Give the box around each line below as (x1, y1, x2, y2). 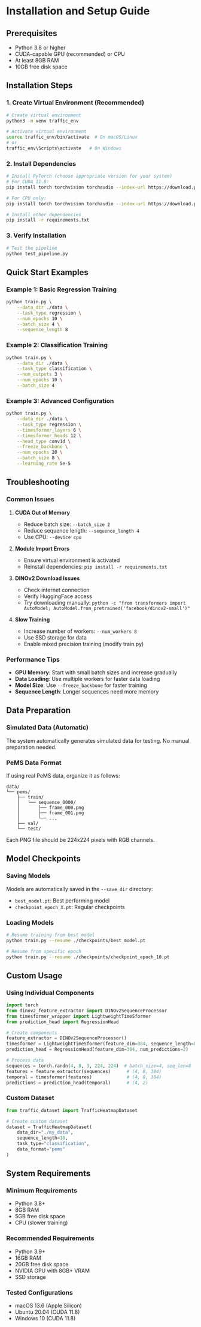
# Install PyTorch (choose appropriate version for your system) (6, 173, 172, 180)
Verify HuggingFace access (23, 593, 93, 600)
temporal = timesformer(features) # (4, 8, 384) (6, 1074, 162, 1080)
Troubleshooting (6, 477, 70, 488)
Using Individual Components (6, 988, 95, 997)
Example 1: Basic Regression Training (6, 285, 117, 294)
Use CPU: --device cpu (23, 533, 82, 540)
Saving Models (6, 872, 51, 880)
